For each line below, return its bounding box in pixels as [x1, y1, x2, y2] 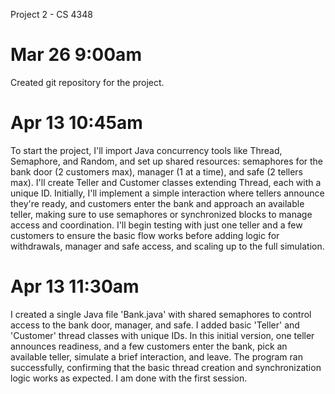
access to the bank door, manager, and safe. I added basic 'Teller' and [10, 319, 300, 331]
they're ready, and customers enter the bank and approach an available [10, 197, 305, 209]
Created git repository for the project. [10, 76, 165, 88]
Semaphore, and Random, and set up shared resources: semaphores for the [10, 155, 324, 167]
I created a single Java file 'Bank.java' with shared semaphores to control [10, 308, 312, 320]
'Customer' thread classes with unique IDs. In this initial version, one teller [10, 329, 315, 341]
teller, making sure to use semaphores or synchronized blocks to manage [10, 208, 313, 220]
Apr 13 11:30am [10, 275, 140, 298]
